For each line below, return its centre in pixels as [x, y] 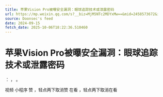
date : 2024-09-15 [23, 23]
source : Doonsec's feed [29, 18]
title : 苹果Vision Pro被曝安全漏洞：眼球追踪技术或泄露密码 [60, 9]
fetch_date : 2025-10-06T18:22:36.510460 [47, 28]
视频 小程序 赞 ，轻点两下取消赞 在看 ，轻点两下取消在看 [61, 90]
